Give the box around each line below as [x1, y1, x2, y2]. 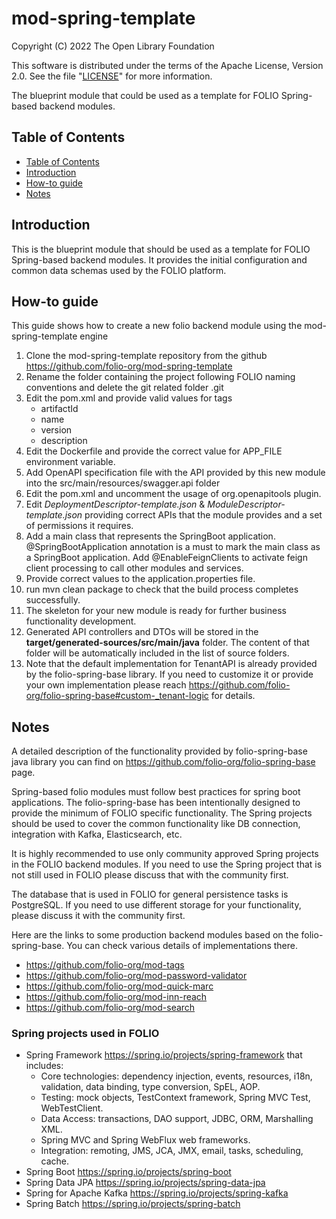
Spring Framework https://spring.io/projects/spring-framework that [25, 1049, 303, 1061]
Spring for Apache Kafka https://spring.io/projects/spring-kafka [25, 1187, 289, 1199]
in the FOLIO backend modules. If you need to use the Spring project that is [11, 858, 323, 871]
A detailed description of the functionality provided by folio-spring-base [11, 745, 308, 757]
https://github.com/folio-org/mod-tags [25, 959, 185, 971]
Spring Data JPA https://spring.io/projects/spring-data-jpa [25, 1177, 266, 1189]
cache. [40, 1155, 70, 1167]
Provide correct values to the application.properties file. [25, 573, 256, 585]
